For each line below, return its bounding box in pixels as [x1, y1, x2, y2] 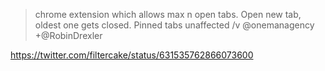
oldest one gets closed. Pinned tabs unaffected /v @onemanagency [34, 19, 315, 31]
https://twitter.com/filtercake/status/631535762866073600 [10, 49, 254, 61]
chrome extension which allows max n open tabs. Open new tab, [34, 9, 302, 20]
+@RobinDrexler [34, 30, 103, 41]
